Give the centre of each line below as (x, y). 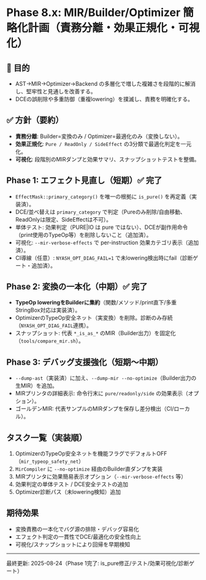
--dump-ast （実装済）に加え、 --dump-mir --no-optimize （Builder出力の (106, 378)
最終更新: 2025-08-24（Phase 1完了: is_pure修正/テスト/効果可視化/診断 (98, 563)
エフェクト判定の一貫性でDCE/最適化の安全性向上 (78, 536)
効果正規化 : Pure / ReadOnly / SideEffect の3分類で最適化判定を (98, 144)
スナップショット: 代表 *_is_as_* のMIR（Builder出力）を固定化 (95, 333)
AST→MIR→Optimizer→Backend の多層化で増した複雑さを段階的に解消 (105, 84)
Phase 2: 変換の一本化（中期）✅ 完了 (77, 287)
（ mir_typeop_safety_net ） (50, 462)
